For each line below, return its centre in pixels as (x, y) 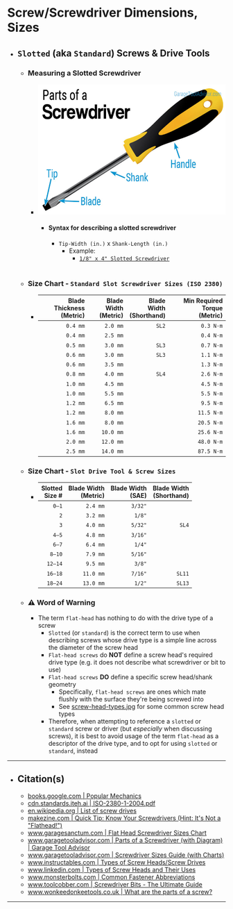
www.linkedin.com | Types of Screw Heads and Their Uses (112, 869)
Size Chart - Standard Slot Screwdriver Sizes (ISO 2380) (125, 284)
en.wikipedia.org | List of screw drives (82, 810)
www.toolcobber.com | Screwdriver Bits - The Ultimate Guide (115, 884)
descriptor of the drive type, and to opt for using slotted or (133, 743)
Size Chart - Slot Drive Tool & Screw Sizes (102, 471)
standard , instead (73, 751)
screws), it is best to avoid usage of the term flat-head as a (133, 736)
